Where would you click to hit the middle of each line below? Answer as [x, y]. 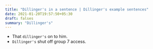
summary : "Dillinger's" [29, 23]
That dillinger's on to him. [40, 37]
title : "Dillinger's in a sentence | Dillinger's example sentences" [77, 9]
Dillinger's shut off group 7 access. [49, 42]
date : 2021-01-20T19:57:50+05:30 [39, 14]
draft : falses [19, 18]
